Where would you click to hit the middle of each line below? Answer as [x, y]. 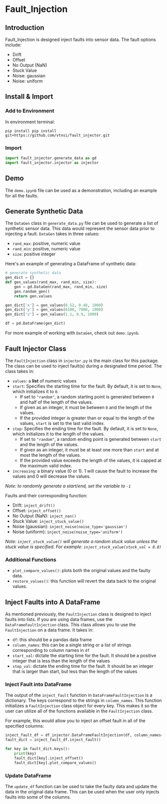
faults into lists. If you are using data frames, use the [59, 619]
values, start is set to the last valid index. [62, 423]
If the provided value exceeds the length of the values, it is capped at [90, 460]
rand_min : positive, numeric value [46, 249]
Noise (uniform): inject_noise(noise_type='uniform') [68, 532]
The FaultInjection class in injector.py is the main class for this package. [82, 361]
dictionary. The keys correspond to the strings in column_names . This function [83, 701]
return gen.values [33, 296]
